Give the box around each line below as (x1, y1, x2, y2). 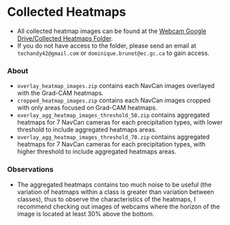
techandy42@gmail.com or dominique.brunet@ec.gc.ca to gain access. (16, 49, 210, 57)
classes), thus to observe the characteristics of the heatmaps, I (16, 195, 196, 203)
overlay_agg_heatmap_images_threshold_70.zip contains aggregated (16, 133, 210, 141)
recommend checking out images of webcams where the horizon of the (16, 202, 220, 211)
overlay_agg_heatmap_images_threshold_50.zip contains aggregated (16, 111, 210, 119)
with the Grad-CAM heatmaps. (16, 89, 104, 97)
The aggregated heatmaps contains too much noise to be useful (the (16, 180, 211, 189)
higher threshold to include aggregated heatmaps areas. (16, 147, 176, 156)
